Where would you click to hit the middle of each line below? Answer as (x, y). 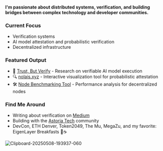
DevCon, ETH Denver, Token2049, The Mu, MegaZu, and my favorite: (85, 126)
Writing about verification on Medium (51, 115)
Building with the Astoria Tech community (56, 121)
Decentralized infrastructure (42, 47)
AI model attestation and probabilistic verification (63, 42)
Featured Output (26, 60)
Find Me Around (25, 105)
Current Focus (23, 25)
